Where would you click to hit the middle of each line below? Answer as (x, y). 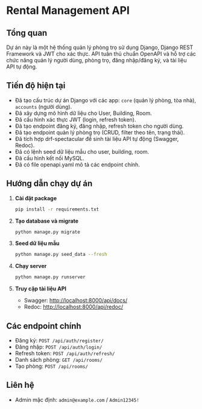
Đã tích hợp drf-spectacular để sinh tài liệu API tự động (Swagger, (97, 139)
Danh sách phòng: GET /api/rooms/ (59, 359)
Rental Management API (68, 11)
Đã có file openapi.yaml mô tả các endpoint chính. (77, 165)
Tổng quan (27, 33)
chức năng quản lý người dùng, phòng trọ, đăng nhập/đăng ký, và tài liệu (96, 60)
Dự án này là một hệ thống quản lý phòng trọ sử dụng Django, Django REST (100, 47)
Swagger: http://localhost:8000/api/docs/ (76, 301)
